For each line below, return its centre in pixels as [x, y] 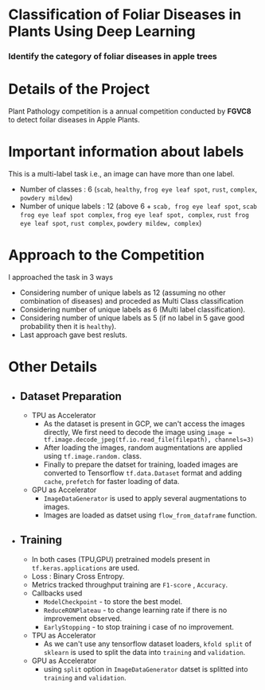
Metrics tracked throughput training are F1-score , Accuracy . [130, 584]
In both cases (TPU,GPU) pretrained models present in [121, 559]
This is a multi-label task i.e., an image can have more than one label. [121, 173]
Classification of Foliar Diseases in [125, 15]
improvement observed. [83, 618]
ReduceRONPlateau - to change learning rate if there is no [135, 610]
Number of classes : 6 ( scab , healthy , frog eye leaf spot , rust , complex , [138, 189]
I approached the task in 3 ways [61, 277]
